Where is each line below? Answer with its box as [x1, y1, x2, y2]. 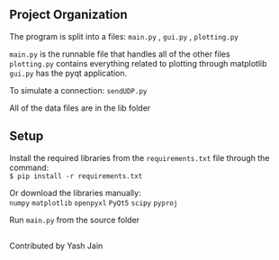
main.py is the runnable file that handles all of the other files [9, 49, 231, 59]
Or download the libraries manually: [9, 187, 141, 198]
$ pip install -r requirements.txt [9, 171, 143, 181]
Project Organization [9, 7, 128, 22]
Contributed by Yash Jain [9, 240, 103, 251]
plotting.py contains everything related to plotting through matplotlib [9, 58, 267, 68]
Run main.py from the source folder [9, 214, 140, 225]
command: [9, 162, 49, 173]
